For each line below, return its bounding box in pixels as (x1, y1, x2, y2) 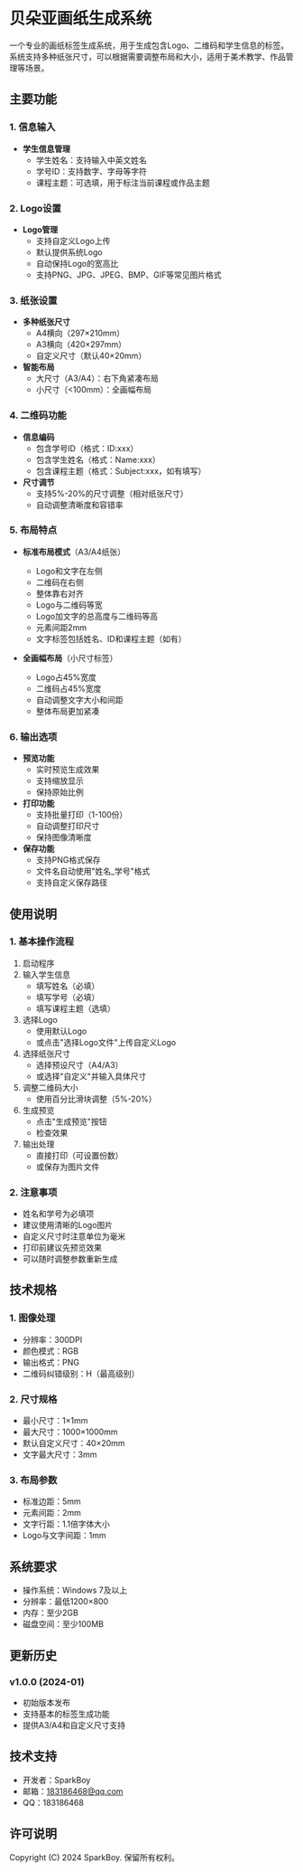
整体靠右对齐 (35, 588, 84, 599)
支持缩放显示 (35, 775, 84, 787)
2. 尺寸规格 (9, 1393, 58, 1405)
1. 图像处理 (9, 1312, 56, 1325)
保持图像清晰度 (35, 832, 92, 843)
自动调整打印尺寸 (35, 820, 100, 832)
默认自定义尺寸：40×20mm (22, 1438, 125, 1449)
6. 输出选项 (9, 730, 58, 742)
